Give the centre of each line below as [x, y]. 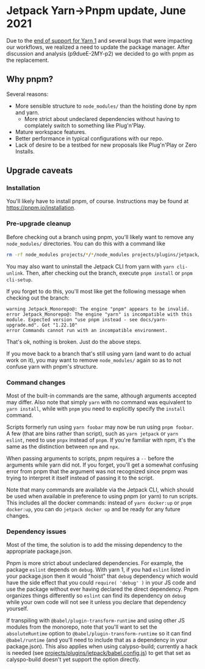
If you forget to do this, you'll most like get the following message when [96, 291]
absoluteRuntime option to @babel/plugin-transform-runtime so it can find [99, 634]
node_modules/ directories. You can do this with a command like [86, 243]
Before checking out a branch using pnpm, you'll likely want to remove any [100, 237]
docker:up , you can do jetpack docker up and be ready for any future [93, 509]
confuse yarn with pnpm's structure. [52, 366]
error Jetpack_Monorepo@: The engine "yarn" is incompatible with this [99, 314]
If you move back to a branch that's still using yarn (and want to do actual [99, 353]
